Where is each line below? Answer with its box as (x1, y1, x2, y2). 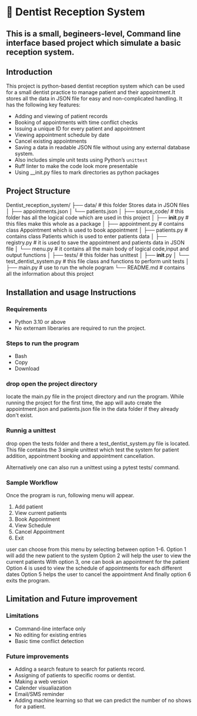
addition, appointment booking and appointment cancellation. (6, 452, 155, 459)
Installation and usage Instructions (6, 287, 136, 297)
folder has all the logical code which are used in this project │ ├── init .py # (6, 214, 189, 221)
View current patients (14, 510, 67, 517)
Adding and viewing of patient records (14, 113, 108, 120)
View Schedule (14, 522, 51, 529)
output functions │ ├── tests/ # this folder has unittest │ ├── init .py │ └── (6, 252, 189, 259)
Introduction (6, 67, 53, 77)
